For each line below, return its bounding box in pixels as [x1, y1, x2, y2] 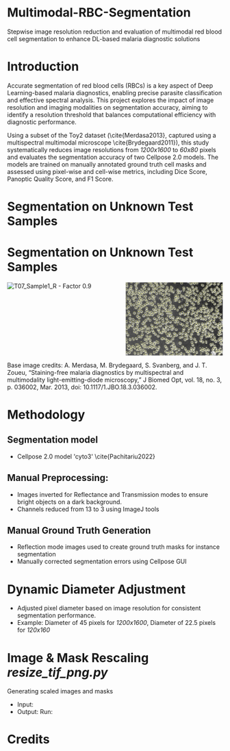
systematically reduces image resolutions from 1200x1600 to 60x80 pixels [7, 145, 217, 153]
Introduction [7, 59, 79, 75]
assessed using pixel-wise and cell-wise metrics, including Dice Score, [7, 167, 207, 175]
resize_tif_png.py [7, 665, 108, 680]
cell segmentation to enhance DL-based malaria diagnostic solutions [7, 34, 201, 42]
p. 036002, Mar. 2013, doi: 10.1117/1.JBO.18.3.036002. [7, 382, 157, 391]
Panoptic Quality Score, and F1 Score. [7, 175, 114, 183]
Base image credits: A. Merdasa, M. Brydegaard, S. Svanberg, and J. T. [7, 361, 207, 369]
